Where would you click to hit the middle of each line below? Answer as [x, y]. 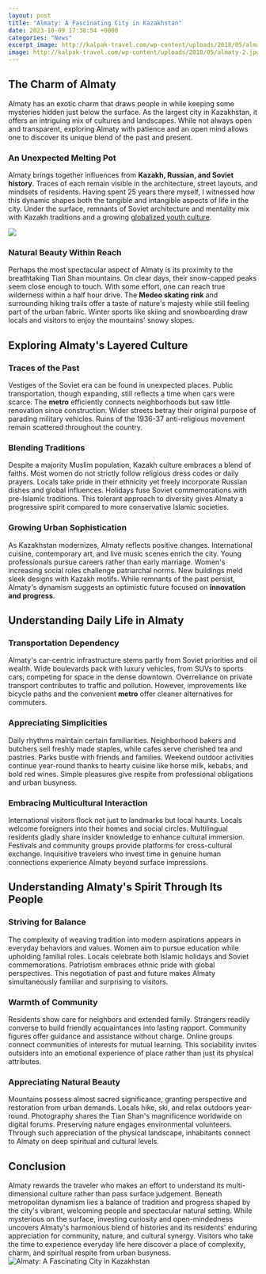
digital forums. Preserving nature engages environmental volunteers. [120, 1125]
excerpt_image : [33, 45]
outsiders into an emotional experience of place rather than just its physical [131, 1053]
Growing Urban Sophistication [68, 528]
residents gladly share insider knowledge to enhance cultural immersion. [127, 836]
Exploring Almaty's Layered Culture [98, 345]
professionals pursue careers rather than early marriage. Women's [117, 562]
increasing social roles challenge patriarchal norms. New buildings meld [125, 570]
